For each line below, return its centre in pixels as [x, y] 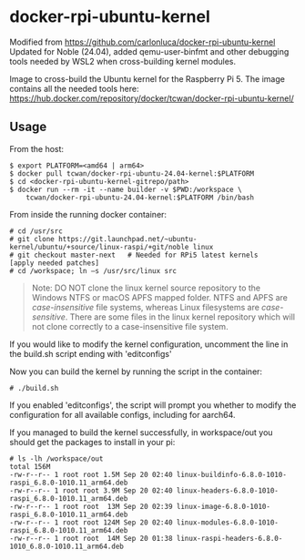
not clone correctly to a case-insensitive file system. [130, 326]
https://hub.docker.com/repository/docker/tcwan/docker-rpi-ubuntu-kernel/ [152, 98]
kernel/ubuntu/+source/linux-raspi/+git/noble [99, 247]
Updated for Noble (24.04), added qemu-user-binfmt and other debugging [149, 51]
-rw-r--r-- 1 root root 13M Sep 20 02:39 [91, 506]
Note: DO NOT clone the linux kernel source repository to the [146, 288]
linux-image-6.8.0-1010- [224, 506]
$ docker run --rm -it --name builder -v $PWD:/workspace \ [126, 189]
